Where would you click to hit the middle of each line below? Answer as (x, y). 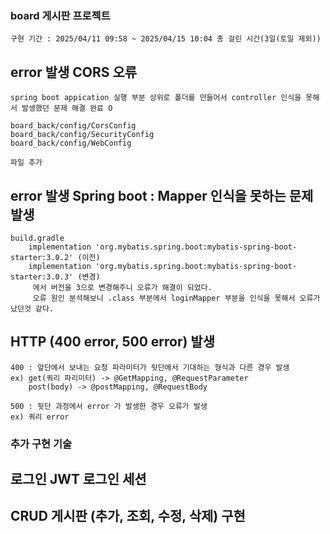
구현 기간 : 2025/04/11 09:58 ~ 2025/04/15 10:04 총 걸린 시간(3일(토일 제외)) (166, 39)
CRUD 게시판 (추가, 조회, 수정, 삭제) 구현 (128, 516)
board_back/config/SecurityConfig (82, 135)
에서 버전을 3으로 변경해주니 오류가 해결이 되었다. (122, 287)
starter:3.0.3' (42, 277)
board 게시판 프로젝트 (60, 15)
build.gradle (37, 238)
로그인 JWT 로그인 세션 (78, 479)
